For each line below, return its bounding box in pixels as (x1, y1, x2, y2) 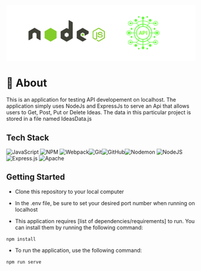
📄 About (6, 77, 47, 90)
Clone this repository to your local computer (14, 188, 124, 195)
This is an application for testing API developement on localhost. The (6, 96, 176, 103)
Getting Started (6, 172, 65, 182)
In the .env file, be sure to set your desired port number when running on (14, 199, 195, 206)
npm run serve (6, 259, 42, 265)
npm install (6, 236, 36, 242)
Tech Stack (6, 132, 49, 142)
